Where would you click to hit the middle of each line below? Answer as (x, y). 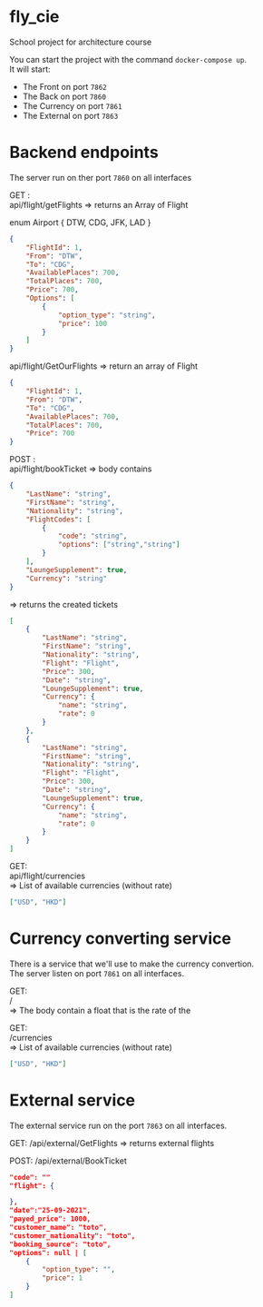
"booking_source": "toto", (60, 1244)
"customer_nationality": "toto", (73, 1236)
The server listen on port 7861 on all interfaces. (97, 973)
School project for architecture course (81, 42)
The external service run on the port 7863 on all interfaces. (118, 1125)
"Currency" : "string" (66, 579)
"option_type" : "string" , (107, 315)
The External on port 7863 (70, 115)
